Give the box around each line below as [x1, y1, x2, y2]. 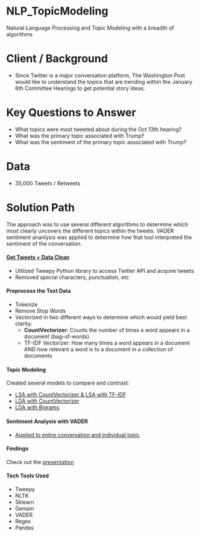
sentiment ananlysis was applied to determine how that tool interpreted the [6, 234, 192, 241]
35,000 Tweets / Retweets [14, 179, 81, 187]
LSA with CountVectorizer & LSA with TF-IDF [14, 391, 127, 398]
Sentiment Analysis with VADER [6, 418, 89, 425]
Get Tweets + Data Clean [6, 254, 70, 261]
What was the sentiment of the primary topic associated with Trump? [14, 138, 187, 145]
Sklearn [14, 498, 34, 505]
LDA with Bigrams [14, 404, 60, 411]
